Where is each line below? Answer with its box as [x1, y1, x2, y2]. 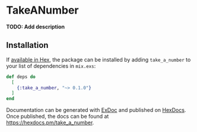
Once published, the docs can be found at [6, 113, 109, 120]
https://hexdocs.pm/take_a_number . [6, 119, 94, 126]
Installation [6, 40, 49, 50]
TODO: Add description [6, 23, 65, 30]
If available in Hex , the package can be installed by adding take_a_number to [6, 56, 191, 63]
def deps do [6, 73, 36, 80]
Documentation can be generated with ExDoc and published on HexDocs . [6, 107, 186, 114]
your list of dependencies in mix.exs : [6, 62, 96, 69]
